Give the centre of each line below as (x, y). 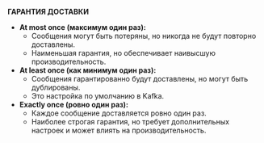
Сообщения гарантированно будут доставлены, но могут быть (140, 79)
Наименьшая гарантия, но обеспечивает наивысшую (123, 53)
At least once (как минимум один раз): (88, 70)
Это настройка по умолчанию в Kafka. (98, 96)
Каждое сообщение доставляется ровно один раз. (119, 113)
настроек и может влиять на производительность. (119, 130)
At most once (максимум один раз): (82, 27)
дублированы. (56, 87)
